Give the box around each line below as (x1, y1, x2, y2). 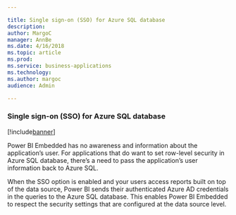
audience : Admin (7, 82, 55, 89)
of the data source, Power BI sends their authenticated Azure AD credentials (7, 185, 229, 193)
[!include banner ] (7, 128, 56, 136)
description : (7, 23, 46, 30)
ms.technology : (7, 68, 52, 76)
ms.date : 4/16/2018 (7, 43, 65, 50)
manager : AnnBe (7, 36, 52, 43)
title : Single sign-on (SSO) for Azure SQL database (7, 16, 166, 23)
